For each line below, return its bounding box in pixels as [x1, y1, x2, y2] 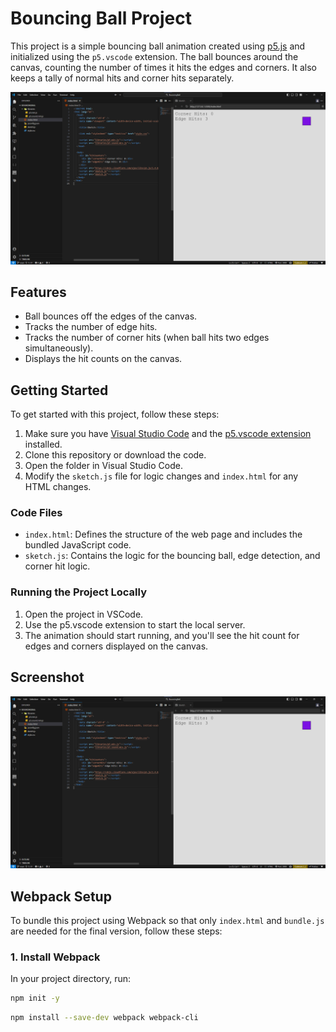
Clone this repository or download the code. [24, 449, 207, 461]
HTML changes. [24, 481, 92, 493]
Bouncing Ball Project [10, 7, 192, 30]
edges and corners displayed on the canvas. [24, 640, 209, 652]
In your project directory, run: [10, 973, 132, 985]
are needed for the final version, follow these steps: [10, 925, 223, 937]
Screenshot [10, 669, 85, 686]
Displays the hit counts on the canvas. [24, 353, 183, 365]
